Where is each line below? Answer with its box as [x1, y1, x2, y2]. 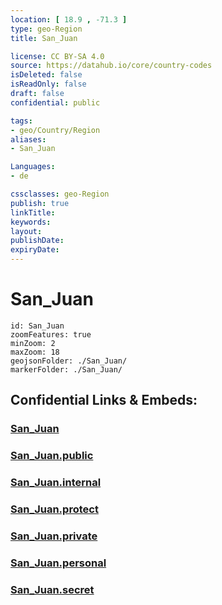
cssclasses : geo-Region [10, 189, 110, 199]
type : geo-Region [10, 24, 83, 34]
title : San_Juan [10, 33, 78, 43]
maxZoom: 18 [10, 347, 60, 357]
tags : [10, 116, 33, 126]
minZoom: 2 [10, 338, 56, 348]
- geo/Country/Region [10, 125, 101, 135]
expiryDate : [10, 245, 60, 255]
